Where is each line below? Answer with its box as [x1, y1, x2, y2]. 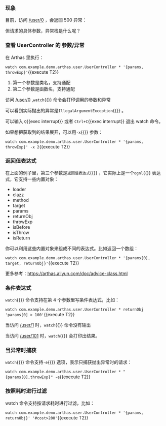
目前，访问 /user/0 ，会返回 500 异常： [5, 17, 87, 23]
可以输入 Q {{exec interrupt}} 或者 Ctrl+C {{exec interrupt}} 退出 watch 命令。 [5, 118, 163, 124]
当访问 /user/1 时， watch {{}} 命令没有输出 [5, 322, 91, 328]
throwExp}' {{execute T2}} [5, 69, 59, 75]
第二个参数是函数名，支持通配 [12, 85, 75, 92]
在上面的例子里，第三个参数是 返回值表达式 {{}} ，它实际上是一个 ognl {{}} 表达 [5, 169, 161, 176]
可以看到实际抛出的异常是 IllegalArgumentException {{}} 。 [5, 107, 127, 113]
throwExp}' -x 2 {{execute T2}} [5, 143, 70, 149]
